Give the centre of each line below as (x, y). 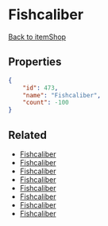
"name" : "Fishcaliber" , (62, 95)
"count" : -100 (46, 103)
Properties (35, 62)
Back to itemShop (37, 37)
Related (28, 135)
